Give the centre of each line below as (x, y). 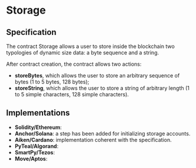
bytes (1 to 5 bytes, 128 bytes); (52, 82)
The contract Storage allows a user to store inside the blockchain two (91, 46)
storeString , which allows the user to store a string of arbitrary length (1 (102, 88)
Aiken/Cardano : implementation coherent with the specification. (93, 140)
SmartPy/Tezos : (35, 152)
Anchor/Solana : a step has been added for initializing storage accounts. (102, 133)
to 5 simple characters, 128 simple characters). (72, 94)
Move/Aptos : (31, 159)
